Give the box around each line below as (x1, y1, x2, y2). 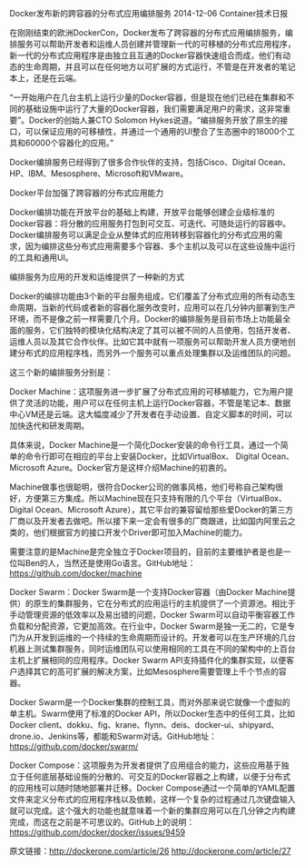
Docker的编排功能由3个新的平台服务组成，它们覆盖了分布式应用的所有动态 (9, 291, 288, 302)
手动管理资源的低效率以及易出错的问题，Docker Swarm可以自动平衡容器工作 (9, 610, 296, 620)
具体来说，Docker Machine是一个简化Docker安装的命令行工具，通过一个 (9, 440, 281, 450)
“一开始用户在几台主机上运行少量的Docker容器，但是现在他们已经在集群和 (9, 92, 287, 103)
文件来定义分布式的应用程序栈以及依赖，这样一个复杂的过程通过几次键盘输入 (9, 794, 296, 804)
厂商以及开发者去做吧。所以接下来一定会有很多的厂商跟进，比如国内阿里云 (9, 516, 288, 526)
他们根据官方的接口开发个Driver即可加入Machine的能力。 (33, 527, 248, 538)
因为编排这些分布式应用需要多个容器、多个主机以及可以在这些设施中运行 (25, 241, 296, 252)
